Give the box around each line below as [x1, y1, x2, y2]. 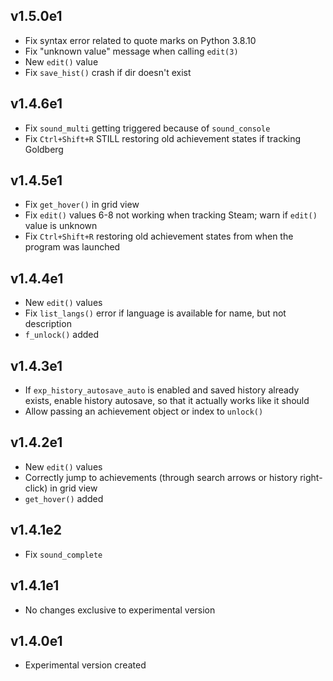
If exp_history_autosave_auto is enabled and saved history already [24, 384, 300, 396]
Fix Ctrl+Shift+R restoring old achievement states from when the [24, 230, 294, 243]
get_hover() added [24, 492, 104, 504]
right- [299, 471, 323, 483]
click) [24, 482, 48, 494]
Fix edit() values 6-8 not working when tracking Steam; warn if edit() [24, 209, 318, 221]
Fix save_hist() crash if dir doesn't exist [24, 66, 192, 78]
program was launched [24, 241, 121, 253]
